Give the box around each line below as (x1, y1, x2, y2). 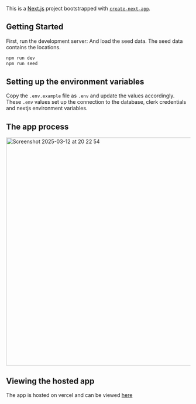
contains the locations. (6, 43, 61, 50)
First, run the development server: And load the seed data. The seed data (6, 38, 183, 45)
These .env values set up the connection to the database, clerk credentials (6, 99, 187, 106)
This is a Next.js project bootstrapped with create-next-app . (6, 5, 151, 12)
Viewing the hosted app (6, 376, 95, 386)
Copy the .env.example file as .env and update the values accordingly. (6, 92, 175, 99)
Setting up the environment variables (6, 76, 145, 87)
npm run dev (6, 55, 35, 61)
